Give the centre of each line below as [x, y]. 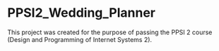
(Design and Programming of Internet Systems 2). [80, 39]
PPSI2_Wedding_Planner [82, 13]
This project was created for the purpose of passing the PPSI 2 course [110, 32]
